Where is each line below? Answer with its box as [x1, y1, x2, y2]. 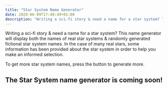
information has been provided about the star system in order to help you [5, 46, 156, 52]
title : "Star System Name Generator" [5, 7, 84, 12]
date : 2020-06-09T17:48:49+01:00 [5, 12, 75, 17]
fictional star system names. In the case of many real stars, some [5, 41, 139, 47]
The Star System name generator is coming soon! [5, 75, 163, 84]
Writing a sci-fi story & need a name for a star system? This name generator [5, 30, 161, 36]
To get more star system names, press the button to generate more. [5, 61, 145, 67]
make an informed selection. [5, 51, 64, 57]
